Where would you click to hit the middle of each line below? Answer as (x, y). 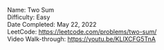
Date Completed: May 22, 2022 (52, 24)
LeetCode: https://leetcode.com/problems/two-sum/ (82, 32)
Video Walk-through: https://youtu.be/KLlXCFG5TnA (82, 39)
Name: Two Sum (31, 10)
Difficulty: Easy (29, 17)
